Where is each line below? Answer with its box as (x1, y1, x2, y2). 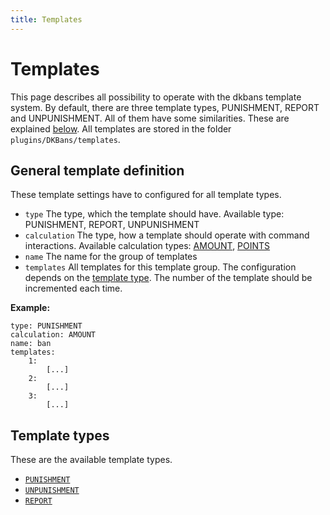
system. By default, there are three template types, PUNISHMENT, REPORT (10, 101, 320, 113)
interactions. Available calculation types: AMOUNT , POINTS (24, 240, 271, 252)
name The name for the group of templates (24, 251, 198, 263)
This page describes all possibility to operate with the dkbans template (10, 91, 302, 103)
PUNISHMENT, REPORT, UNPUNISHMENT (24, 219, 200, 231)
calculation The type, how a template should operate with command (24, 229, 310, 241)
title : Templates (10, 14, 83, 25)
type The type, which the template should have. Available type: (24, 208, 285, 220)
